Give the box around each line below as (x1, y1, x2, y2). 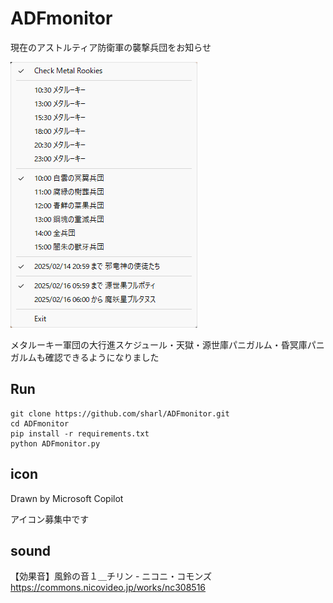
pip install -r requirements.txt (10, 428, 150, 439)
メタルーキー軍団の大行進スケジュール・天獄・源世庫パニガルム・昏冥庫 (10, 338, 308, 351)
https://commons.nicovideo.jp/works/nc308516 (10, 582, 207, 594)
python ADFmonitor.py (10, 438, 101, 449)
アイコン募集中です (10, 513, 90, 525)
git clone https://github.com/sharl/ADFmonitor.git (10, 408, 230, 419)
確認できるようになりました (44, 351, 160, 363)
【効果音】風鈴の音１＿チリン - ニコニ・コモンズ (10, 570, 213, 582)
